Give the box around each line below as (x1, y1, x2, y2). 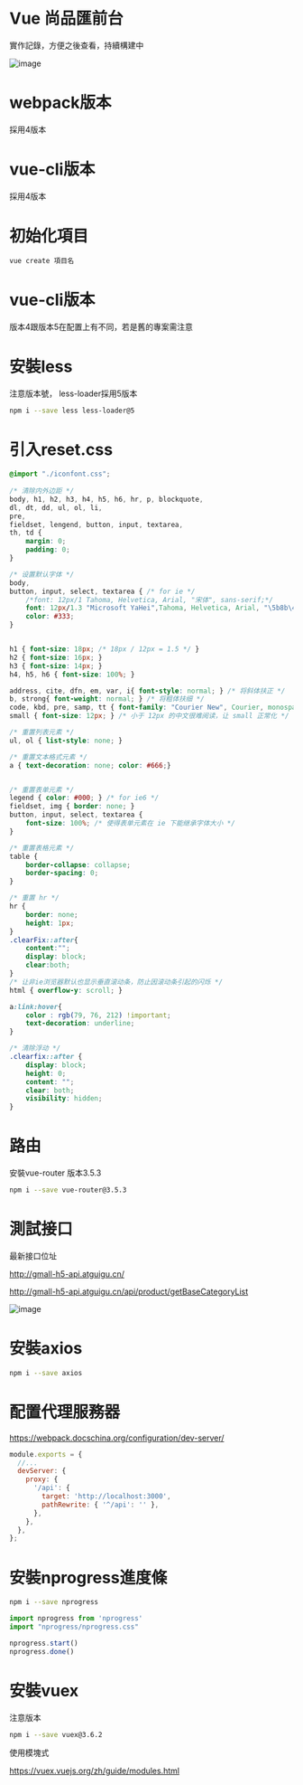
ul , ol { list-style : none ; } (9, 736, 124, 745)
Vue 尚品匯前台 (9, 8, 124, 29)
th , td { (9, 528, 42, 538)
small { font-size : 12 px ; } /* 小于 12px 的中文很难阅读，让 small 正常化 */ (9, 712, 289, 721)
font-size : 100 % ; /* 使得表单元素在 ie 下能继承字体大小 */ (25, 819, 236, 828)
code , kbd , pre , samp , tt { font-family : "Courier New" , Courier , (9, 703, 264, 713)
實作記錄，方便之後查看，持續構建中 (9, 40, 144, 51)
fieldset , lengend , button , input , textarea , (9, 520, 183, 529)
